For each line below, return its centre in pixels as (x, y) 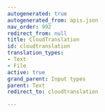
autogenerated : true (37, 14)
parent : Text (26, 85)
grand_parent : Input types (47, 79)
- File (17, 66)
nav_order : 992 (29, 27)
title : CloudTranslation (43, 40)
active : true (26, 72)
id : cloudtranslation (39, 46)
